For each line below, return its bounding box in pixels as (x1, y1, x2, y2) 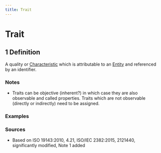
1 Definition (5, 48, 41, 57)
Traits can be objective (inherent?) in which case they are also (12, 90, 138, 96)
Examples (5, 113, 29, 119)
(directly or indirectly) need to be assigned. (12, 100, 100, 106)
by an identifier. (5, 66, 37, 72)
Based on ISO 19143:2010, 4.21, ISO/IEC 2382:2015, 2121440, (12, 137, 135, 143)
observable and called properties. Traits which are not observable (12, 95, 146, 101)
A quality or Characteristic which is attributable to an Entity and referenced (5, 61, 157, 67)
